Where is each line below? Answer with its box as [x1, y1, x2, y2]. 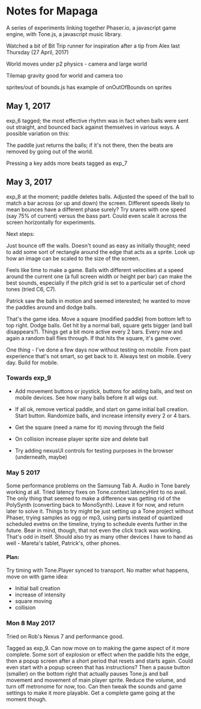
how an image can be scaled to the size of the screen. [6, 255, 140, 262]
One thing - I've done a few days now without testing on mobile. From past [6, 346, 191, 353]
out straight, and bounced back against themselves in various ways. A [6, 123, 180, 131]
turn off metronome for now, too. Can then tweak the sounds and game [6, 683, 182, 690]
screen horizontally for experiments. [6, 218, 96, 226]
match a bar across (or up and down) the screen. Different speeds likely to [6, 199, 190, 206]
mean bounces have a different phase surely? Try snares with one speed [6, 206, 186, 213]
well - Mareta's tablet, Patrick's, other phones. [6, 540, 121, 547]
